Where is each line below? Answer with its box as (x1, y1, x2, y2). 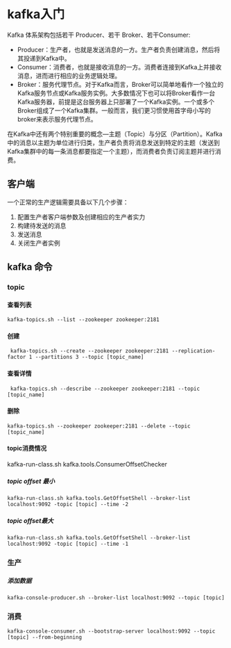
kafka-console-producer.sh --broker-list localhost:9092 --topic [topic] (7, 594, 225, 601)
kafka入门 (7, 6, 65, 22)
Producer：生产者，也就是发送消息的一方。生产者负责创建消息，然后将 (17, 45, 221, 54)
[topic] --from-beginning (7, 634, 82, 641)
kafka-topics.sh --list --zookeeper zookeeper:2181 (7, 316, 160, 323)
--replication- (171, 348, 216, 355)
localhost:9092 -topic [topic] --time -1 (7, 540, 129, 548)
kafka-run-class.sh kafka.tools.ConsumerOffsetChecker (7, 460, 168, 469)
